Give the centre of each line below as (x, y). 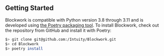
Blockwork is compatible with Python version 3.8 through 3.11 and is (74, 20)
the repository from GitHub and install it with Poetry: (58, 30)
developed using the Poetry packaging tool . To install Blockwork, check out (82, 25)
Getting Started (29, 8)
